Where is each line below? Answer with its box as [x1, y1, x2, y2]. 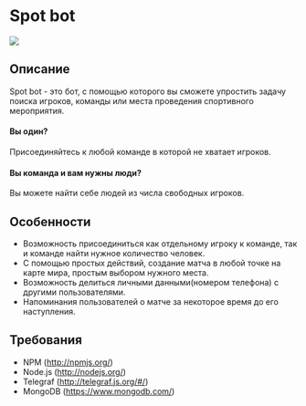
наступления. [22, 306, 76, 317]
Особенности [9, 213, 91, 229]
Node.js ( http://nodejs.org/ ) [22, 366, 126, 377]
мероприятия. [9, 105, 65, 116]
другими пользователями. [22, 286, 126, 297]
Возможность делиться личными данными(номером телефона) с [22, 276, 280, 287]
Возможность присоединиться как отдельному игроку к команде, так [22, 238, 298, 249]
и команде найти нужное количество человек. [22, 247, 206, 258]
